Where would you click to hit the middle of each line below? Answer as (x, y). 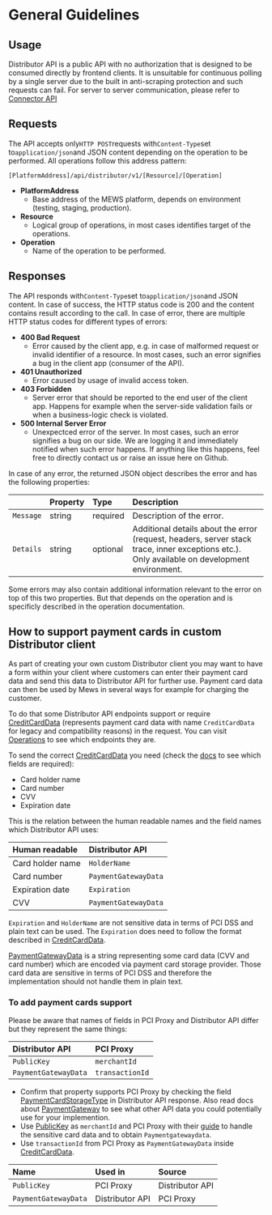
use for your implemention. (65, 1117)
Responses (37, 276)
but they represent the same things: (68, 1029)
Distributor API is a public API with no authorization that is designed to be (130, 64)
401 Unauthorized (51, 372)
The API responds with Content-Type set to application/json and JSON (123, 295)
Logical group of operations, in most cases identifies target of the (141, 225)
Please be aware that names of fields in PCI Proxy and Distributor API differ (134, 1020)
